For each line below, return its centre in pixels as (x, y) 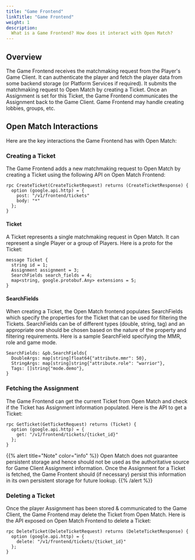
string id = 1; (30, 265)
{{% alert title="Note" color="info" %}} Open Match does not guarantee (92, 455)
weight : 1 (18, 22)
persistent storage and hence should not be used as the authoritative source (98, 462)
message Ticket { (27, 260)
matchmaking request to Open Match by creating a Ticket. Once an (87, 89)
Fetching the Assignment (42, 388)
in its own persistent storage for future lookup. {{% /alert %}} (79, 481)
